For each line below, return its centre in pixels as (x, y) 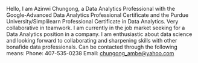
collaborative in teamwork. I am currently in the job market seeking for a (96, 28)
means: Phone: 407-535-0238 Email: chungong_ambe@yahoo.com (90, 53)
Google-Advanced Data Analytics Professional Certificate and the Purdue (97, 15)
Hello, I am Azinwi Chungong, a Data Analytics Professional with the (91, 9)
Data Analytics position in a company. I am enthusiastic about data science (99, 34)
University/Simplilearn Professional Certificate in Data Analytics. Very (92, 21)
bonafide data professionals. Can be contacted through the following (92, 47)
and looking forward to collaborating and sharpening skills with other (92, 40)
